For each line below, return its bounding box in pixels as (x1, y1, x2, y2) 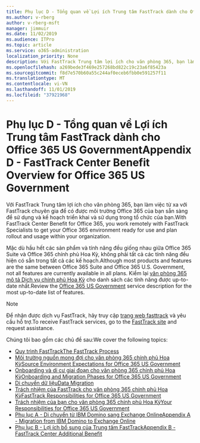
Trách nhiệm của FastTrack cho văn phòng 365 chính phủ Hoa (14, 386, 168, 393)
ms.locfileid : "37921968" (6, 92, 70, 98)
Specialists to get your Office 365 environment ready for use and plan (6, 226, 177, 233)
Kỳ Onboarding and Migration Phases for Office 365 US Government (14, 373, 182, 380)
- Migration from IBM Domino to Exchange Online (14, 417, 136, 424)
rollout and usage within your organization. (6, 232, 111, 239)
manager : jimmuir (6, 25, 49, 32)
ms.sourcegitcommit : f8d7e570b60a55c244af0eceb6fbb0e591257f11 (6, 70, 167, 76)
